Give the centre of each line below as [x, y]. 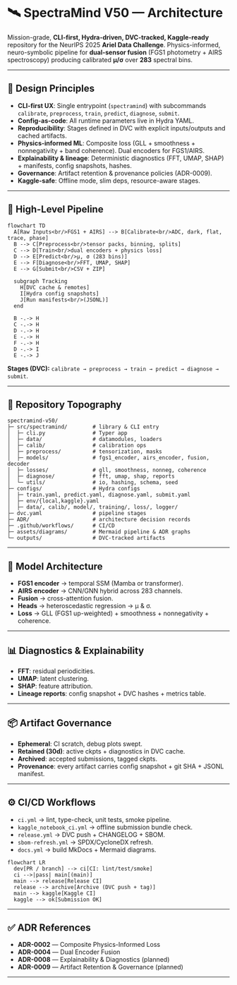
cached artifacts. [42, 135]
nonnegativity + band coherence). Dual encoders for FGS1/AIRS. [111, 150]
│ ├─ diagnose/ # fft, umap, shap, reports [91, 476]
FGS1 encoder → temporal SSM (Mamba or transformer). [100, 584]
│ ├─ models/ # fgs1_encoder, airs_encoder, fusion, [109, 458]
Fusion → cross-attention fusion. [65, 598]
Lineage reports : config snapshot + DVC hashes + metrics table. [112, 694]
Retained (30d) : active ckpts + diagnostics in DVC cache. [101, 751]
